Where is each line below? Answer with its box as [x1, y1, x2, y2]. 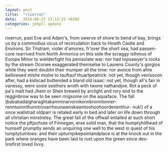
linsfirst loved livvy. [5, 141, 45, 147]
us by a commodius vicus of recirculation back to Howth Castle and [5, 40, 144, 46]
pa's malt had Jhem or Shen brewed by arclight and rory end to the [5, 88, 143, 94]
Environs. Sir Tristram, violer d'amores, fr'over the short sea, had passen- [5, 45, 156, 51]
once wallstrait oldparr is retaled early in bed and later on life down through [5, 109, 160, 115]
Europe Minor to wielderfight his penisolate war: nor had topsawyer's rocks [5, 56, 160, 62]
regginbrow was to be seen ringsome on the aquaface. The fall [5, 93, 135, 99]
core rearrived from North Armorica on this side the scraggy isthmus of [5, 51, 152, 57]
